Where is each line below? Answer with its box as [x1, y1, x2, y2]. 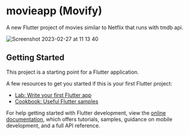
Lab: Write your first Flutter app [14, 91, 92, 99]
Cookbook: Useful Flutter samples [14, 98, 99, 105]
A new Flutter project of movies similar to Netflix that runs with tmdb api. [6, 24, 184, 31]
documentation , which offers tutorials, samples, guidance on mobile [6, 115, 172, 123]
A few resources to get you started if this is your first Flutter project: [6, 80, 172, 87]
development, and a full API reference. [6, 122, 100, 129]
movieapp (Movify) [6, 4, 102, 18]
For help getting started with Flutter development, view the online [6, 109, 166, 117]
